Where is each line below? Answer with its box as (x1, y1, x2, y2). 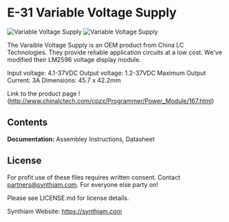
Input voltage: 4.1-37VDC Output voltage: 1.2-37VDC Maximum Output (7, 69, 206, 77)
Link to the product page (7, 89, 77, 98)
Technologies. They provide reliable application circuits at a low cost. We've (7, 48, 222, 56)
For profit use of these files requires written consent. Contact (7, 173, 181, 181)
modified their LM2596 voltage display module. (7, 55, 141, 63)
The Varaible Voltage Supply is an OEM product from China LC (7, 41, 184, 49)
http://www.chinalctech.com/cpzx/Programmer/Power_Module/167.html (9, 96, 212, 104)
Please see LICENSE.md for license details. (7, 194, 129, 202)
